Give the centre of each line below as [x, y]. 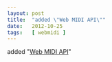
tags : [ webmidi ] [37, 32]
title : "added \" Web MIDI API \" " [57, 20]
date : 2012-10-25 [35, 26]
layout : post [26, 13]
